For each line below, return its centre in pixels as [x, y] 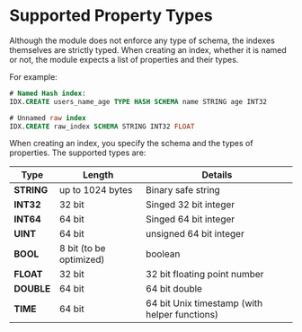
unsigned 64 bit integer [195, 234]
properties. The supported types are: [78, 153]
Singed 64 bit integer [190, 219]
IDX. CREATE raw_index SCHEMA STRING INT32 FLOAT [102, 127]
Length [98, 175]
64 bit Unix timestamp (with [204, 303]
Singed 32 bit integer [190, 205]
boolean [163, 254]
